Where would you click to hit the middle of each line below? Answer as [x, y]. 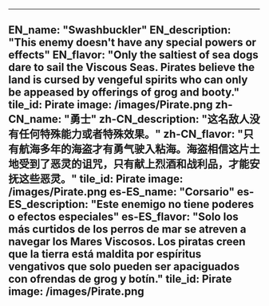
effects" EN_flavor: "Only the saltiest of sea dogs [134, 55]
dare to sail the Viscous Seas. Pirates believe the [132, 67]
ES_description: [49, 204]
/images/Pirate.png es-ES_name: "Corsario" [122, 192]
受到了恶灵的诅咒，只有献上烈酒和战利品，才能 [134, 164]
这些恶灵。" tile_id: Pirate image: [101, 179]
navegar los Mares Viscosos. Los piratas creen [127, 242]
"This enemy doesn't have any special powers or [133, 43]
